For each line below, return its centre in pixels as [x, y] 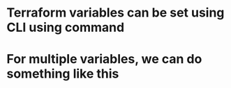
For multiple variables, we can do [104, 59]
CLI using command [66, 27]
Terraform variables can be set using [115, 13]
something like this [63, 74]
